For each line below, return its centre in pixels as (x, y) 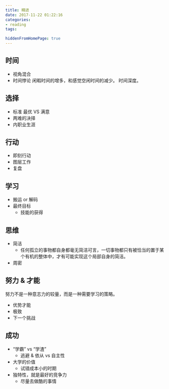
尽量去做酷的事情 (38, 381)
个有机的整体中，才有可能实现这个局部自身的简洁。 (74, 257)
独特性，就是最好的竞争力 (40, 375)
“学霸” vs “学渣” (29, 349)
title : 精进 (17, 10)
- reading (16, 24)
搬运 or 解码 (25, 200)
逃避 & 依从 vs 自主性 (43, 355)
